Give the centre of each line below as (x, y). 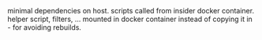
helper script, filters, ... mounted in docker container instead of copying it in (130, 19)
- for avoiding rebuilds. (45, 27)
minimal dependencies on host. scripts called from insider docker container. (131, 11)
